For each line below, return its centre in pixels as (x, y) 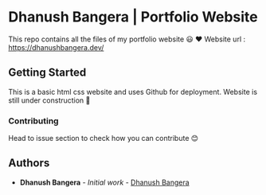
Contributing (33, 121)
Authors (29, 163)
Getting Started (47, 73)
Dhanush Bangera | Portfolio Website (133, 17)
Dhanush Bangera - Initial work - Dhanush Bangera (104, 182)
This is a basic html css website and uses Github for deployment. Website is (133, 92)
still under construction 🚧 (49, 100)
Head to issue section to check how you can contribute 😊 (104, 138)
